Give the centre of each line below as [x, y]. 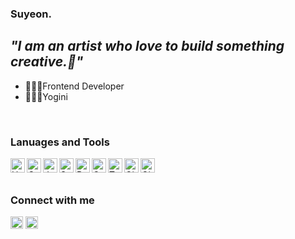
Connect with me [52, 200]
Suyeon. [31, 14]
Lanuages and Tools [60, 142]
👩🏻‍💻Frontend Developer [74, 86]
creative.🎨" [47, 62]
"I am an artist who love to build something [147, 46]
